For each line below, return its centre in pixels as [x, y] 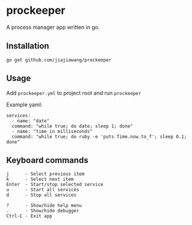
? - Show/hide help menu [44, 206]
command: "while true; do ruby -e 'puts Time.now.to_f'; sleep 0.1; [99, 137]
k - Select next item [40, 179]
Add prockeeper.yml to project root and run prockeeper [74, 93]
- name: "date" [31, 121]
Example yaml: [24, 104]
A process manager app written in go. [53, 27]
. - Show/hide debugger [43, 211]
